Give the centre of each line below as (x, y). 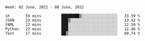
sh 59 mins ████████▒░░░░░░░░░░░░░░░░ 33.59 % (73, 16)
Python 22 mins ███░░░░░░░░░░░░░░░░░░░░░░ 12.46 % (73, 29)
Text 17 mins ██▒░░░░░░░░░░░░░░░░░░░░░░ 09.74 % (73, 33)
